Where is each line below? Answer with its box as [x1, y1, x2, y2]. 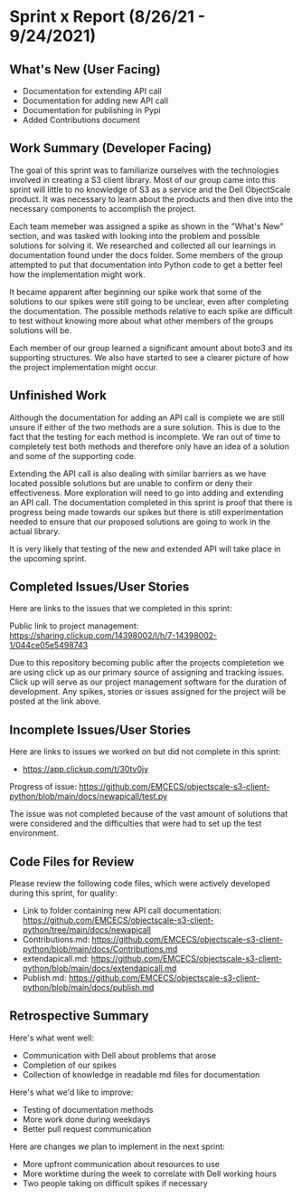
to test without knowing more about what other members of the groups [9, 315, 274, 326]
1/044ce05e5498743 [9, 640, 89, 651]
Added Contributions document [22, 115, 140, 125]
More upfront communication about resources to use [22, 1158, 220, 1169]
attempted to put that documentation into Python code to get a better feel [9, 259, 283, 270]
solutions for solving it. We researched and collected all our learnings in [9, 240, 277, 251]
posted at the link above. [9, 695, 101, 707]
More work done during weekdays [22, 1114, 151, 1125]
